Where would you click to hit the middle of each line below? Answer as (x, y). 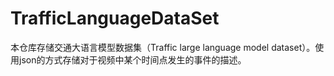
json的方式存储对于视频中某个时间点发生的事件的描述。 (132, 59)
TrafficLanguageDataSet (115, 18)
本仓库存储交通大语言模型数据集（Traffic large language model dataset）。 (163, 47)
